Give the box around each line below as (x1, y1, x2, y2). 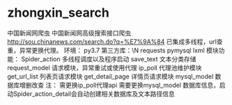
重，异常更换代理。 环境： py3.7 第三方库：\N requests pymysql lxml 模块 (7, 46, 219, 54)
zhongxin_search (7, 5, 109, 21)
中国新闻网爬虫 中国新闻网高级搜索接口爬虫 (7, 29, 131, 37)
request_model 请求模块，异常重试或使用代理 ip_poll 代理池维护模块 (7, 63, 202, 72)
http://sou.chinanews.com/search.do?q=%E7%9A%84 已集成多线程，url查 (7, 37, 223, 46)
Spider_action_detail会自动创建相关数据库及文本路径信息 (13, 89, 176, 98)
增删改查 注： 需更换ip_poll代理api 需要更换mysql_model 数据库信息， (19, 81, 220, 89)
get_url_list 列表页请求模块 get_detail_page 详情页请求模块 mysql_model (7, 72, 214, 81)
